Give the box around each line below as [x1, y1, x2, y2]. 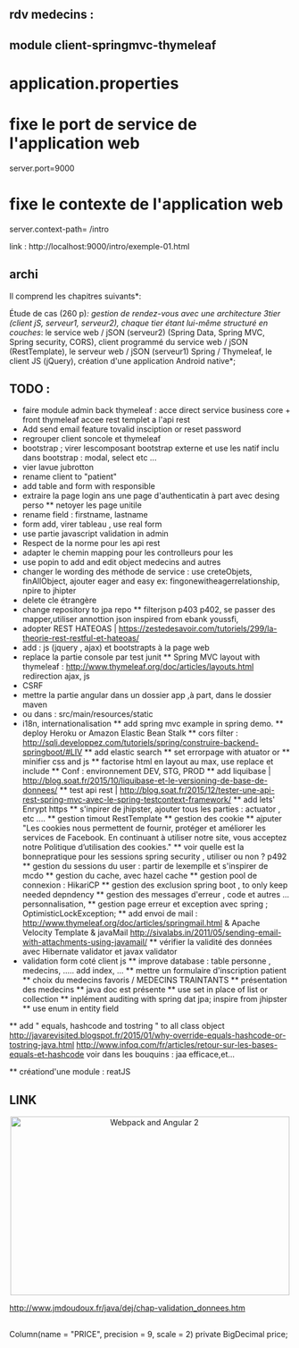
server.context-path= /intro [9, 223, 110, 234]
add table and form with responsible [21, 481, 156, 492]
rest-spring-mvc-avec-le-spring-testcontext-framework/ [21, 795, 232, 805]
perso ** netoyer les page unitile [21, 500, 143, 510]
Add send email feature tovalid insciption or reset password [21, 424, 242, 434]
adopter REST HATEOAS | [21, 623, 118, 634]
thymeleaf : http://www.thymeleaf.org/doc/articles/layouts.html [21, 661, 254, 672]
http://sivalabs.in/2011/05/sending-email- [129, 927, 282, 938]
